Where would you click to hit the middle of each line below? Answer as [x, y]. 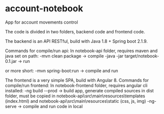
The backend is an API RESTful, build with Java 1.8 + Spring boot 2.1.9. [77, 41]
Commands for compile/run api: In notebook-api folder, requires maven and [82, 51]
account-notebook [44, 9]
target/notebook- [142, 56]
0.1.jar [11, 61]
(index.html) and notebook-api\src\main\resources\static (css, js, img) [76, 101]
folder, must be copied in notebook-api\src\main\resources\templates [75, 96]
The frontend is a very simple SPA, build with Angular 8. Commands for [77, 80]
